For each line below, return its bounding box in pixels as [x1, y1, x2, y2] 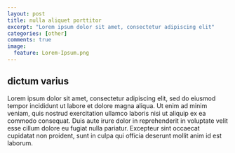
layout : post [7, 10, 46, 18]
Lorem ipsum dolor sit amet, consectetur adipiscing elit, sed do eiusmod [7, 94, 216, 102]
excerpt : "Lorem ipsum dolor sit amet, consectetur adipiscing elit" [7, 23, 215, 30]
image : [7, 43, 27, 50]
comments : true [7, 36, 52, 44]
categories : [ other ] [7, 29, 68, 37]
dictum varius [7, 75, 69, 88]
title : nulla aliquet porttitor [7, 17, 102, 24]
